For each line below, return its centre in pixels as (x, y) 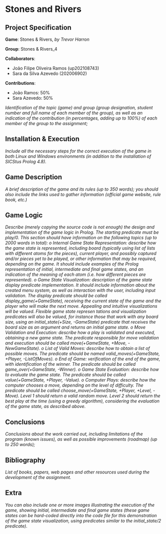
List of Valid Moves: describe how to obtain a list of (97, 348)
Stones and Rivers (43, 9)
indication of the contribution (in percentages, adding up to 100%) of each (81, 118)
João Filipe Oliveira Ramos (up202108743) (56, 68)
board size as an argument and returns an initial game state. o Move (76, 327)
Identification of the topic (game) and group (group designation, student (79, 107)
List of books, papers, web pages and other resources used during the (77, 472)
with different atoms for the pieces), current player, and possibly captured (81, 254)
